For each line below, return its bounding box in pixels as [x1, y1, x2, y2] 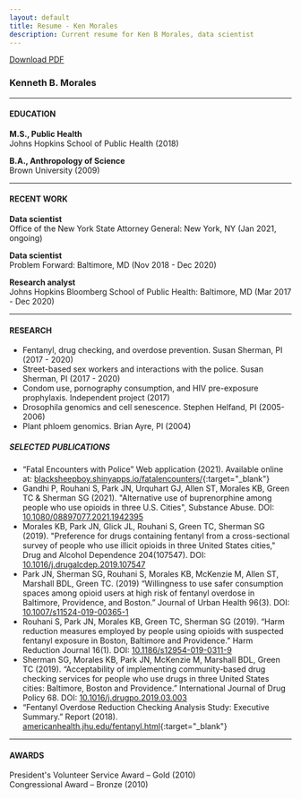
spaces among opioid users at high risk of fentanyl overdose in [21, 588, 255, 598]
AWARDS [9, 750, 45, 760]
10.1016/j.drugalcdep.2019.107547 [21, 559, 146, 570]
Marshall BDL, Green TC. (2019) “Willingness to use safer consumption [21, 579, 284, 589]
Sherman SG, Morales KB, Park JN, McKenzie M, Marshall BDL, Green [21, 655, 280, 666]
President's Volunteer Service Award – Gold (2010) [9, 769, 196, 780]
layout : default [9, 13, 70, 22]
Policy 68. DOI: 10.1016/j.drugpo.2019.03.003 [21, 692, 188, 703]
